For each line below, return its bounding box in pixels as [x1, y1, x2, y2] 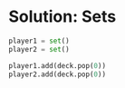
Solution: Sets [8, 6, 117, 27]
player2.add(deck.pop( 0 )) [8, 70, 106, 79]
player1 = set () [8, 36, 70, 45]
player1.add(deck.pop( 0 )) [8, 61, 106, 70]
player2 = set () [8, 44, 70, 54]
